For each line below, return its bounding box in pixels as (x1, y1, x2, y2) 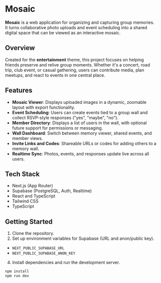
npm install (5, 269, 29, 274)
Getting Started (5, 217, 53, 226)
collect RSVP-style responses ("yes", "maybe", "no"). (12, 115, 119, 120)
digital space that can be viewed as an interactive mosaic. (5, 30, 121, 35)
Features (5, 86, 32, 95)
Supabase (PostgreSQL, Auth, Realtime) (12, 188, 92, 194)
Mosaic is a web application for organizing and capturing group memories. (5, 19, 155, 25)
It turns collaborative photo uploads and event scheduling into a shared (5, 24, 147, 30)
